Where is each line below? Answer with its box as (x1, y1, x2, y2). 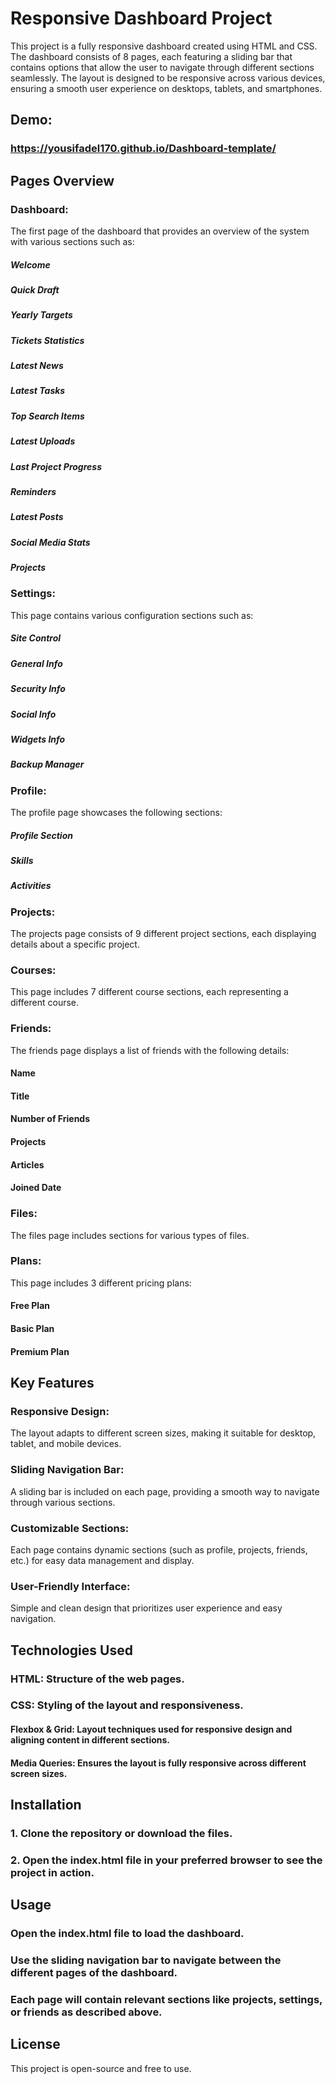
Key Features (10, 1375, 95, 1392)
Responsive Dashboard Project (10, 7, 273, 30)
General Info (10, 657, 63, 669)
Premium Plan (10, 1345, 70, 1357)
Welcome (10, 258, 51, 271)
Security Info (10, 683, 66, 695)
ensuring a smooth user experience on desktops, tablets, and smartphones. (10, 82, 323, 94)
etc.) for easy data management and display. (10, 1554, 195, 1566)
